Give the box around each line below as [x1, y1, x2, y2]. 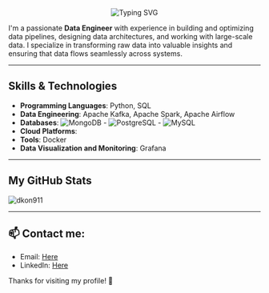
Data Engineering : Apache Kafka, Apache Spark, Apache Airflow [19, 109, 235, 118]
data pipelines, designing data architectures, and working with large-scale [8, 32, 253, 41]
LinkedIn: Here [19, 260, 69, 271]
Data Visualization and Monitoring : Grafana [19, 143, 167, 153]
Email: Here [19, 252, 58, 262]
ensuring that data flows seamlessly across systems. [8, 49, 183, 58]
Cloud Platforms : [19, 126, 78, 135]
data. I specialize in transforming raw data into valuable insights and [8, 40, 233, 50]
